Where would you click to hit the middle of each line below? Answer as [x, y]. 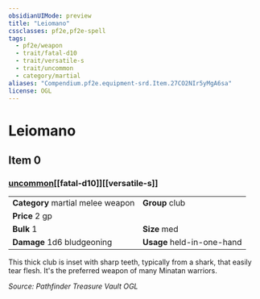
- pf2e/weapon [39, 46]
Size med [160, 229]
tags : [17, 38]
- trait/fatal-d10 [47, 53]
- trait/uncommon [45, 69]
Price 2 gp [32, 216]
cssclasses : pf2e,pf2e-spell [57, 31]
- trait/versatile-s [50, 61]
